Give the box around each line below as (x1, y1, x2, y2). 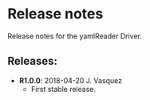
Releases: (7, 54, 57, 68)
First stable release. (30, 84, 97, 94)
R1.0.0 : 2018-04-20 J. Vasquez (18, 75, 123, 85)
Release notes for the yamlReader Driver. (7, 31, 143, 41)
